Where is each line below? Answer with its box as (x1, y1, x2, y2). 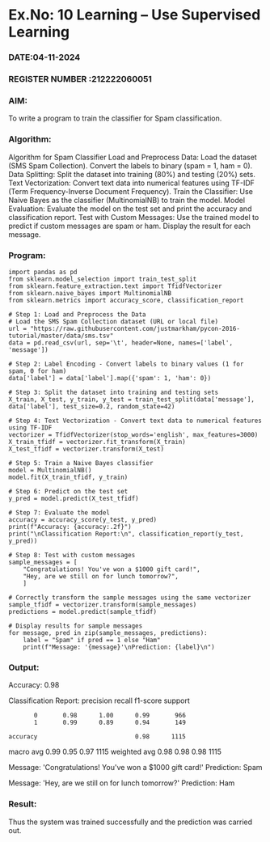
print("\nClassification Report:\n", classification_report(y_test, (8, 530, 244, 538)
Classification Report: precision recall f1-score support (8, 696, 190, 705)
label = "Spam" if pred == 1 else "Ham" (23, 636, 161, 644)
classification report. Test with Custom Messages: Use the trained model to (8, 212, 259, 222)
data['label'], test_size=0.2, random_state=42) (8, 402, 175, 410)
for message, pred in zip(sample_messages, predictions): (8, 628, 208, 637)
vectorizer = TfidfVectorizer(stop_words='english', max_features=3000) (8, 430, 259, 438)
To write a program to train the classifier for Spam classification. (8, 113, 222, 123)
